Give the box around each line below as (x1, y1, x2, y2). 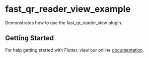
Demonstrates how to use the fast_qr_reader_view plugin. (5, 20, 123, 26)
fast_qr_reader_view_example (5, 3, 131, 15)
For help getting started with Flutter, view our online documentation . (5, 47, 144, 53)
